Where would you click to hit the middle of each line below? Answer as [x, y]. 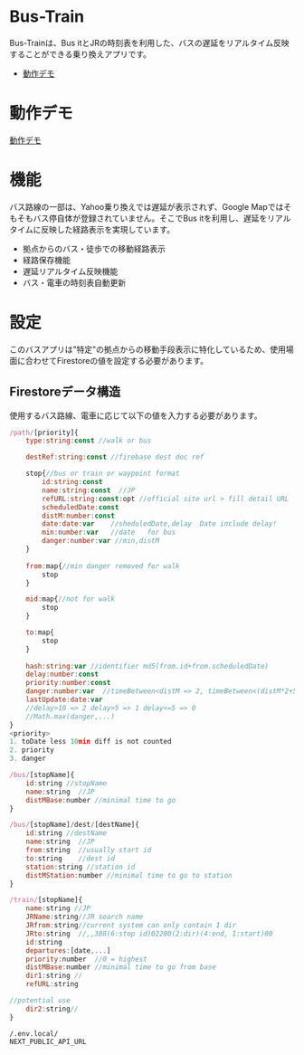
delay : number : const [62, 675]
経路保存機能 [46, 260]
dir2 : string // [52, 1009]
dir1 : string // [54, 976]
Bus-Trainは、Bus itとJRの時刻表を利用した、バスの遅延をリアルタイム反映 [149, 43]
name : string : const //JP [89, 490]
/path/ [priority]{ [44, 432]
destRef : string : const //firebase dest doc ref [115, 457]
